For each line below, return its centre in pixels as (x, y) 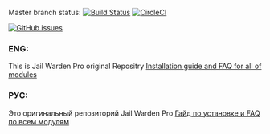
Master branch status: (45, 12)
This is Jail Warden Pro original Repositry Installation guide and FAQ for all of (135, 66)
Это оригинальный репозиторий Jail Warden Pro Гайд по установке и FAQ (134, 113)
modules (23, 75)
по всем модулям (39, 121)
